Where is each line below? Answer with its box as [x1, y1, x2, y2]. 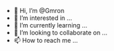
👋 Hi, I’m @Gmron [13, 7, 64, 14]
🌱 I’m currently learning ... [13, 21, 88, 29]
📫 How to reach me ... [13, 37, 78, 44]
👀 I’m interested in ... [13, 14, 73, 22]
